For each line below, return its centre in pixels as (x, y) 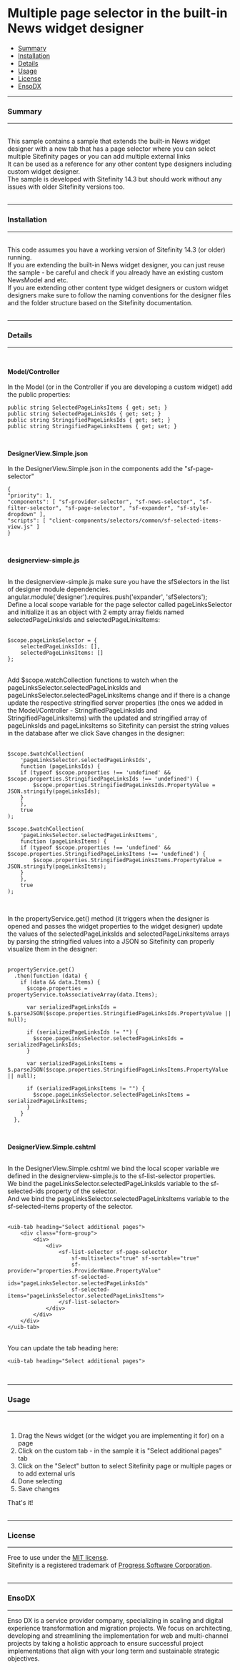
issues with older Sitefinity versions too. (66, 187)
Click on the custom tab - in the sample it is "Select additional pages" (120, 1451)
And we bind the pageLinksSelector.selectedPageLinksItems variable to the (119, 1198)
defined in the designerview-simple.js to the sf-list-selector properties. (112, 1176)
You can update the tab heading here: (63, 1348)
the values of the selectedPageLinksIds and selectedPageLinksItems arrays (119, 934)
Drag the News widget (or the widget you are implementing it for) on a (121, 1436)
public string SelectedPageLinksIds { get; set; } (84, 414)
